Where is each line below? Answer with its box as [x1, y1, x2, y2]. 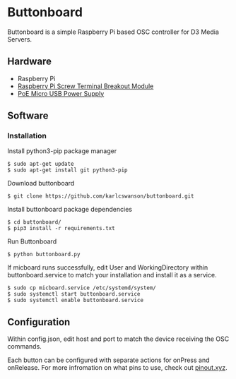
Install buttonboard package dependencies [7, 205, 133, 214]
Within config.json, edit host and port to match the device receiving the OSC [7, 335, 230, 343]
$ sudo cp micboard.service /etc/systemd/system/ [7, 284, 157, 291]
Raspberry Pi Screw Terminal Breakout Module [17, 82, 154, 90]
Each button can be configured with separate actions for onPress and [7, 356, 210, 364]
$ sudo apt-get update [7, 160, 74, 168]
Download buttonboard [7, 179, 75, 188]
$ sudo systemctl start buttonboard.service [7, 291, 141, 298]
